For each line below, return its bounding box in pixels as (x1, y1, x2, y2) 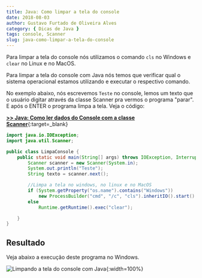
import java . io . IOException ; (6, 132, 79, 138)
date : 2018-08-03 (6, 14, 50, 21)
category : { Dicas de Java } (6, 25, 79, 32)
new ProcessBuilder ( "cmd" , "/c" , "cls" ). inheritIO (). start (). (38, 193, 198, 199)
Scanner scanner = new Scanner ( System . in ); (28, 160, 138, 166)
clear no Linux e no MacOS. (6, 60, 76, 67)
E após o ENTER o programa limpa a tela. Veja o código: (6, 103, 145, 109)
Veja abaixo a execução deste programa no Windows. (6, 254, 139, 261)
